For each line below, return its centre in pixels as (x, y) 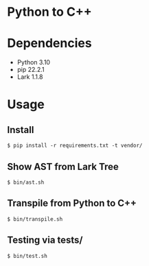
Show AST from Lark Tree (63, 166)
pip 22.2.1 (31, 70)
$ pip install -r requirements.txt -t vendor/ (75, 146)
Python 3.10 (33, 62)
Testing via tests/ (45, 240)
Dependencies (49, 44)
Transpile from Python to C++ (72, 203)
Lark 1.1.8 (30, 77)
